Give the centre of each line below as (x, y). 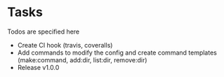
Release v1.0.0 (38, 67)
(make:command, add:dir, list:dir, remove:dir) (82, 59)
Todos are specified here (44, 31)
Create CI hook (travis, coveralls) (65, 45)
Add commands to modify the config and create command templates (117, 52)
